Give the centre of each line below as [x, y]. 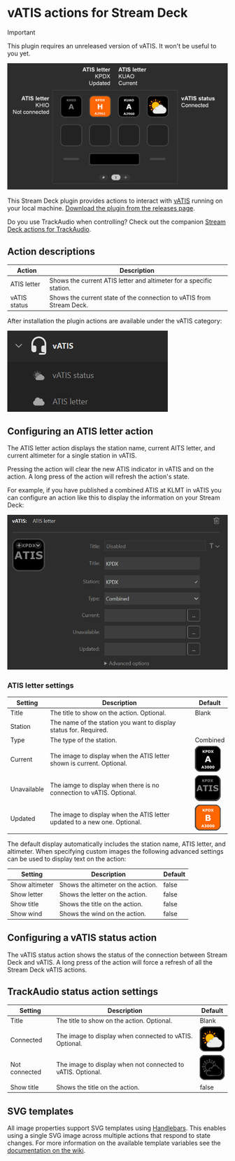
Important [21, 32]
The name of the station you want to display [113, 723]
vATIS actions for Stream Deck [98, 13]
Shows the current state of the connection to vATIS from [130, 298]
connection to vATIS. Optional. [93, 793]
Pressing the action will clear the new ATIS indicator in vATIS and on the [111, 469]
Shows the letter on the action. [103, 894]
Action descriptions [51, 251]
